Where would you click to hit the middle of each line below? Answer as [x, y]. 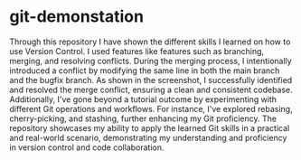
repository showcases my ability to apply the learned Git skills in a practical [150, 127]
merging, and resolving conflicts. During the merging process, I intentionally [150, 61]
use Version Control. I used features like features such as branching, [137, 51]
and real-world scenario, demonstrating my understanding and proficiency [148, 137]
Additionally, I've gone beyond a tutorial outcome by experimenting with [143, 99]
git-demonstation [77, 17]
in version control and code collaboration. [87, 147]
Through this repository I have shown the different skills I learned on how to [150, 42]
